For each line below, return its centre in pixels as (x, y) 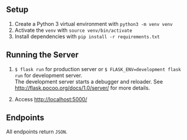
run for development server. (48, 75)
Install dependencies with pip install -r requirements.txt (87, 36)
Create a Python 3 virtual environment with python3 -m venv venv (93, 24)
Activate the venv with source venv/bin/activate (73, 30)
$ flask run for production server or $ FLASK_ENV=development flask (98, 69)
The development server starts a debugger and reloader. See (89, 81)
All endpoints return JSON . (37, 132)
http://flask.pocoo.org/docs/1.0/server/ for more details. (82, 88)
